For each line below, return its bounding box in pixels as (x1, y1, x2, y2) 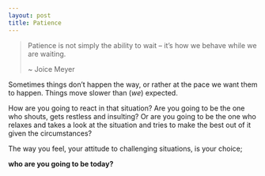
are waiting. (27, 49, 66, 58)
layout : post (8, 11, 51, 20)
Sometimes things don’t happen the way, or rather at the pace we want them (8, 80, 258, 89)
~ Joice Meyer (27, 64, 75, 73)
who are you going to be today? (8, 159, 114, 168)
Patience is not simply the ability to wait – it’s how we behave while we (27, 40, 257, 50)
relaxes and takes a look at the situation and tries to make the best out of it (8, 120, 252, 129)
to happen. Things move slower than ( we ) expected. (8, 88, 178, 97)
